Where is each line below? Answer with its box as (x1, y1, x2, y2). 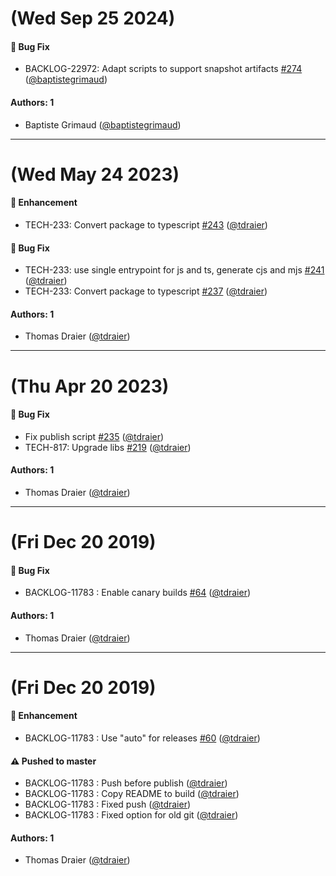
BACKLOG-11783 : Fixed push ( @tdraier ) (24, 798, 192, 811)
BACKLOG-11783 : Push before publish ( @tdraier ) (24, 777, 228, 789)
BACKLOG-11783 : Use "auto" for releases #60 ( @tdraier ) (24, 732, 261, 744)
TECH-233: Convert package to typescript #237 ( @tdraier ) (24, 285, 268, 297)
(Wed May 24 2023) (10, 163, 180, 186)
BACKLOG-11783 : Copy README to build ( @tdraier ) (24, 788, 240, 800)
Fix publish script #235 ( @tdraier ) (24, 430, 165, 442)
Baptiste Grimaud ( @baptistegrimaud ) (24, 118, 182, 131)
